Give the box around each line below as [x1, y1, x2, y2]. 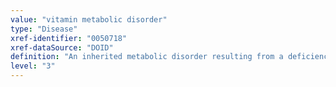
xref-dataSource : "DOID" [10, 42, 114, 53]
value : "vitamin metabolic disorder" [10, 14, 168, 25]
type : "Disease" [10, 24, 78, 34]
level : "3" [10, 61, 56, 71]
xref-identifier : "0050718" [10, 33, 128, 43]
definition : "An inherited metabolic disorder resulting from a [10, 52, 284, 62]
